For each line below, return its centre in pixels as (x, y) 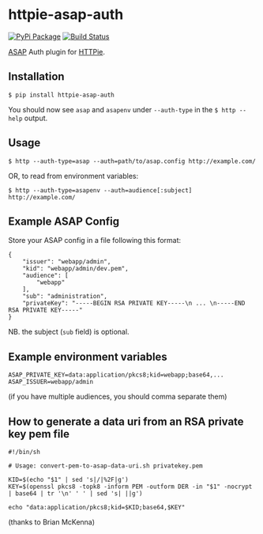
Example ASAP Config (64, 221)
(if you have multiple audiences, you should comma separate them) (118, 396)
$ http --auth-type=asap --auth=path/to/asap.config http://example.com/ (132, 161)
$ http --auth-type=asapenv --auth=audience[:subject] (100, 190)
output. (36, 118)
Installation (36, 77)
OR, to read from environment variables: (73, 176)
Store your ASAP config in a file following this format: (95, 240)
